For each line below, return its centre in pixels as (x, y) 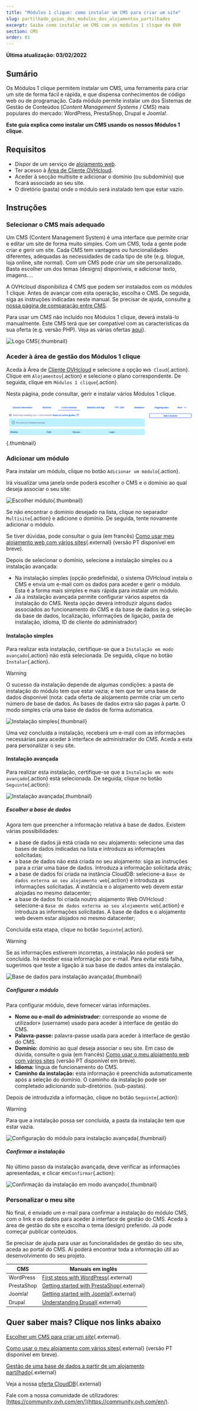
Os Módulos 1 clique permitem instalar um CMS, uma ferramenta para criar (97, 88)
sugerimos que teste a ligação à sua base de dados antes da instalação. (94, 965)
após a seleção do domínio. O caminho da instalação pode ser (90, 1080)
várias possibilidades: (33, 831)
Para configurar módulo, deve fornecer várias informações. (78, 1005)
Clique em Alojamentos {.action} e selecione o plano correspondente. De (94, 376)
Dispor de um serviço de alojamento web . (65, 164)
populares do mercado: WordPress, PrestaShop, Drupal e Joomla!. (87, 113)
